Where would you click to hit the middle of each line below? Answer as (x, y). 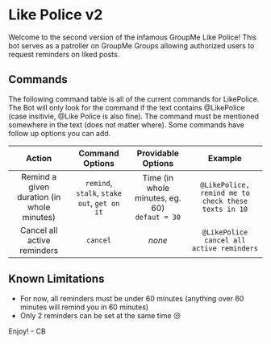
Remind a (39, 176)
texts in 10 (225, 209)
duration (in (39, 197)
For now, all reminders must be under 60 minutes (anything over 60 (132, 298)
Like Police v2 (56, 15)
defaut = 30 (158, 217)
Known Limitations (56, 279)
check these (225, 201)
